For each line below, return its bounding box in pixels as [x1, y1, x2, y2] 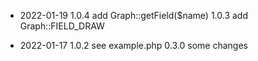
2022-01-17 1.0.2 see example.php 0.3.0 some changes [19, 40, 248, 51]
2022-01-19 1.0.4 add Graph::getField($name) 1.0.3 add [19, 10, 249, 21]
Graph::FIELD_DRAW [19, 20, 105, 32]
